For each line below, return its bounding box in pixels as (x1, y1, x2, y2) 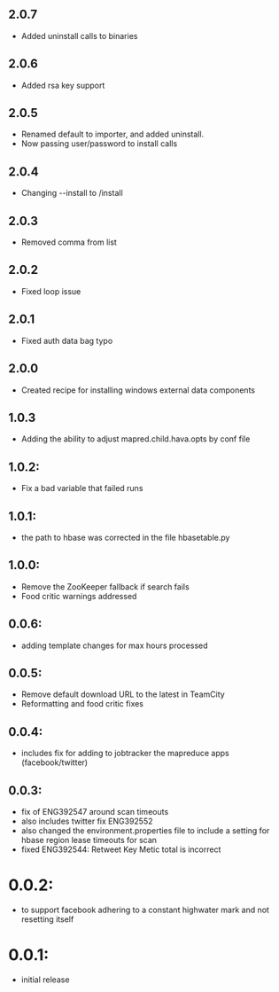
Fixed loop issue (20, 285, 81, 296)
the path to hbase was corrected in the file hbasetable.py (20, 532, 230, 543)
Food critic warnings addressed (20, 590, 137, 601)
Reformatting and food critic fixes (20, 699, 143, 709)
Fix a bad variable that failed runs (20, 483, 143, 494)
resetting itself (20, 913, 74, 925)
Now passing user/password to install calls (20, 138, 178, 149)
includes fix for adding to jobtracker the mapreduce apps (20, 748, 229, 759)
